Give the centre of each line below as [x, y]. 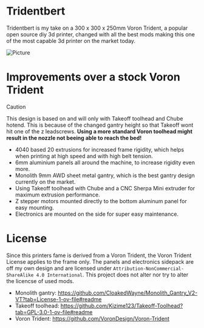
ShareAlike [20, 275]
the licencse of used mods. [40, 281]
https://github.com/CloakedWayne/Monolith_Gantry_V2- [127, 293]
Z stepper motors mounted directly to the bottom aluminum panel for [101, 201]
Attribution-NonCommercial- [148, 269]
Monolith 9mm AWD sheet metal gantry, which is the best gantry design [105, 175]
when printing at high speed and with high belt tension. [84, 156]
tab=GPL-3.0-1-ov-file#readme [54, 312]
